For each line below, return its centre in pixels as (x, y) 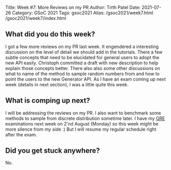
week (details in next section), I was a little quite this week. (67, 84)
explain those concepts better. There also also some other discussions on (83, 68)
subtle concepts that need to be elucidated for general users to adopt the (82, 57)
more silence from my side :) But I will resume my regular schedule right (81, 129)
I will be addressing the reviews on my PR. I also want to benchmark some (83, 113)
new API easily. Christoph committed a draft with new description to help (82, 63)
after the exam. (21, 134)
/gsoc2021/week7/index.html (36, 18)
